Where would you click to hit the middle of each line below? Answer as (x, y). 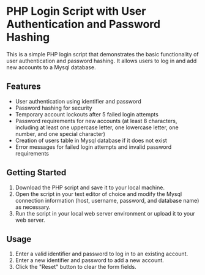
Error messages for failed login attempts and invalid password (93, 147)
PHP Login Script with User (76, 11)
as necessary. (33, 207)
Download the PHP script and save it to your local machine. (90, 187)
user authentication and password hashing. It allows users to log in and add (102, 61)
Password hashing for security (54, 108)
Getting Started (36, 173)
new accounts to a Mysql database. (51, 67)
